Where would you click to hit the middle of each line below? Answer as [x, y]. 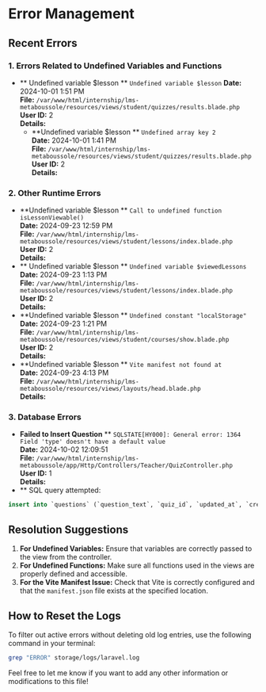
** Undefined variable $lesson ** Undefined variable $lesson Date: [131, 82]
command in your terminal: [52, 643]
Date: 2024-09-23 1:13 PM [63, 275]
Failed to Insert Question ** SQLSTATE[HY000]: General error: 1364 [130, 434]
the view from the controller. [66, 557]
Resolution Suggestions [68, 529]
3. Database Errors [45, 417]
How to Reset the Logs [65, 616]
